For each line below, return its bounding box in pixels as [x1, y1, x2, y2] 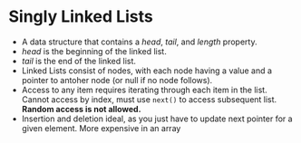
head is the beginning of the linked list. [21, 45, 167, 56]
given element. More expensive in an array [21, 122, 181, 133]
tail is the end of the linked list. [21, 55, 137, 66]
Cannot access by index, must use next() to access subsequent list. [21, 93, 277, 105]
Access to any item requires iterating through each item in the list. [21, 84, 268, 95]
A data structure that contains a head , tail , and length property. [21, 36, 257, 47]
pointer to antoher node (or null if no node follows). [21, 74, 213, 85]
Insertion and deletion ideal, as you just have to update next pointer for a [21, 113, 293, 124]
